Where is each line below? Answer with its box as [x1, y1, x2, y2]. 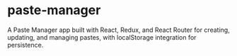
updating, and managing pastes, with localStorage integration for [7, 33, 197, 41]
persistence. [7, 40, 44, 49]
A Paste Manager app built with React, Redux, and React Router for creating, [7, 26, 230, 34]
